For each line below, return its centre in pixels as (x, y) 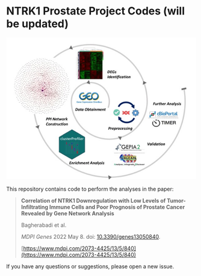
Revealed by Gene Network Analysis (67, 213)
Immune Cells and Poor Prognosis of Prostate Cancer (117, 207)
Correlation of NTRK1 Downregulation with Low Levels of (93, 201)
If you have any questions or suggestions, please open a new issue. (90, 266)
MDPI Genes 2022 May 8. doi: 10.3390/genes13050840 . (91, 237)
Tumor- (176, 201)
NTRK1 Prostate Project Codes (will (96, 11)
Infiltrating (35, 207)
